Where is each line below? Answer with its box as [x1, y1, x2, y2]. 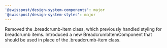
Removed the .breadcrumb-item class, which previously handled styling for [5, 26, 162, 32]
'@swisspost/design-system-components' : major [5, 7, 105, 13]
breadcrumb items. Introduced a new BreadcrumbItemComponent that [5, 31, 152, 37]
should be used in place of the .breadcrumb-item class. [5, 36, 121, 43]
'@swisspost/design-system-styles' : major [5, 12, 96, 17]
